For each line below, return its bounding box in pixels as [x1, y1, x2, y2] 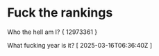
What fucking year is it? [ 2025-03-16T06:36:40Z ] [7, 41, 153, 49]
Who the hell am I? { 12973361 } [7, 28, 98, 36]
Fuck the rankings [7, 5, 113, 21]
